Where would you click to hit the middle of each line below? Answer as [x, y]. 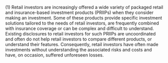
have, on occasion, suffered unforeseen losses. [55, 55]
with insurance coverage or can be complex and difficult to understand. [80, 28]
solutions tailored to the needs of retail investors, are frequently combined [82, 23]
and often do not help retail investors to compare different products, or [79, 39]
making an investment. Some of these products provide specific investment [84, 18]
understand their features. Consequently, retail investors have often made [82, 44]
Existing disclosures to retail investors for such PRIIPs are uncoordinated [80, 34]
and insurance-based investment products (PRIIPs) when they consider [79, 12]
